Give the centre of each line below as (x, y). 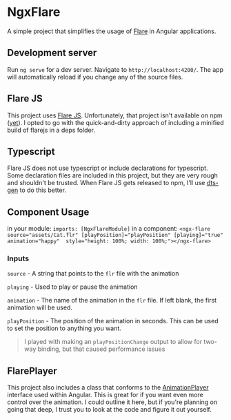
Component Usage (48, 212)
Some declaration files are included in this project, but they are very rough (113, 175)
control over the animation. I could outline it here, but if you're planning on (112, 402)
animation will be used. (40, 307)
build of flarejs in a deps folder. (51, 130)
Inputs (18, 258)
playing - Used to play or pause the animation (72, 287)
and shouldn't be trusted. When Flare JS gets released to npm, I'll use (106, 183)
